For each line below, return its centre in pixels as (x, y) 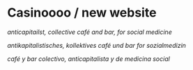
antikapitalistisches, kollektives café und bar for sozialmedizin (97, 45)
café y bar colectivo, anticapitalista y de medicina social (89, 59)
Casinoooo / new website (82, 13)
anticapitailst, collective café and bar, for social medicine (90, 32)
